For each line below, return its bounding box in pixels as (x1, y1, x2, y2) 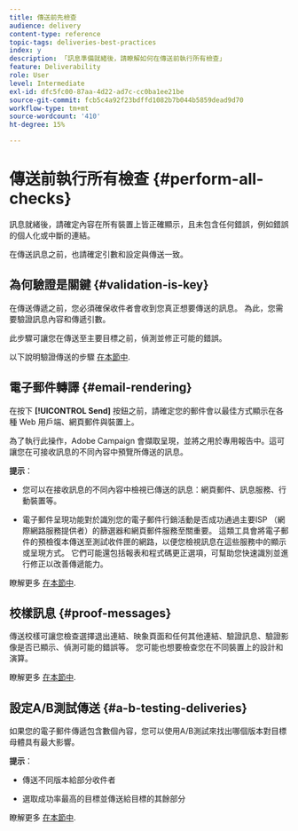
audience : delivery (9, 21, 82, 30)
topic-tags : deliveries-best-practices (9, 37, 157, 47)
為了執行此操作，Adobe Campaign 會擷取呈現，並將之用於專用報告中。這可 (9, 435, 286, 446)
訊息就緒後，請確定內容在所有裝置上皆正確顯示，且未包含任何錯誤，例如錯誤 (9, 218, 289, 229)
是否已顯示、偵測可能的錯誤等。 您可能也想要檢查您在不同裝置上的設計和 (16, 642, 284, 653)
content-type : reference (9, 29, 101, 38)
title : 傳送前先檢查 (9, 12, 77, 22)
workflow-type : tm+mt (9, 104, 90, 113)
